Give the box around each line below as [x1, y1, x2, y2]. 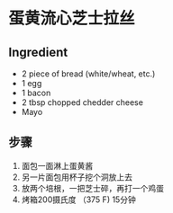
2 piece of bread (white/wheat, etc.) [21, 68, 156, 79]
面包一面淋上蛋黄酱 [21, 160, 94, 171]
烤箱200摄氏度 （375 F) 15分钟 [21, 194, 136, 205]
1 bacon [21, 87, 51, 98]
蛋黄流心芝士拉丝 [8, 8, 136, 29]
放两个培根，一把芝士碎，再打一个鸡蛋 [21, 182, 164, 193]
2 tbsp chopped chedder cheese [21, 97, 143, 108]
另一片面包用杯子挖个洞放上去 [21, 172, 132, 182]
